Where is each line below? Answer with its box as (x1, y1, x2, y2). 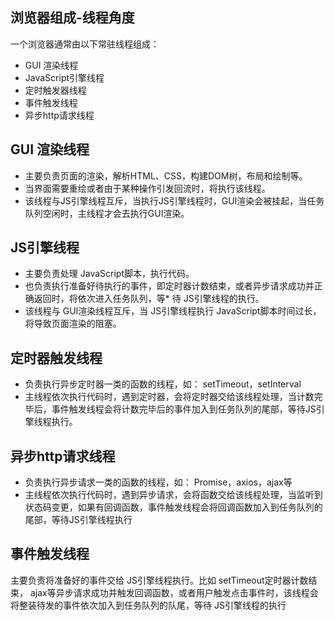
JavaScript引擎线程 (24, 71, 105, 83)
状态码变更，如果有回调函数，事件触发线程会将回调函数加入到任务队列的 (24, 501, 323, 513)
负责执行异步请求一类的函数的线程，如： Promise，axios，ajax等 (24, 476, 293, 488)
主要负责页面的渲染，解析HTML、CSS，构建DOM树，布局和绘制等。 (24, 169, 308, 182)
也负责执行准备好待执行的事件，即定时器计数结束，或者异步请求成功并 (24, 280, 315, 292)
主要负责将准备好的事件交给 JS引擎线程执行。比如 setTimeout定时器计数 (10, 574, 309, 586)
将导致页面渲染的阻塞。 (24, 318, 122, 330)
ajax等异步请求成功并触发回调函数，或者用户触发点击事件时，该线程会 (29, 586, 319, 598)
